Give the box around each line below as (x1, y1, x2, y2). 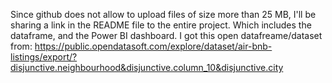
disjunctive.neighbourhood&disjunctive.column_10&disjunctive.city (10, 62, 284, 73)
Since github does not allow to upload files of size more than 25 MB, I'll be (10, 9, 317, 20)
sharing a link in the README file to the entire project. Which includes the (10, 19, 312, 31)
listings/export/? (10, 51, 78, 63)
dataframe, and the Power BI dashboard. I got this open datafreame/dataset (10, 30, 323, 41)
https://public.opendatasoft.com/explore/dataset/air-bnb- (34, 40, 273, 52)
